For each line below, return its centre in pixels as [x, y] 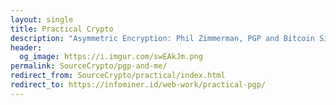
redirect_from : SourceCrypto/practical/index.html [118, 76]
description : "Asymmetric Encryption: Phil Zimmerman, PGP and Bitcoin [162, 38]
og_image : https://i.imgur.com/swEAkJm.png [111, 57]
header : [26, 47]
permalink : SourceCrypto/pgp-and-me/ [89, 66]
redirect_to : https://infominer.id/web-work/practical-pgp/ [138, 85]
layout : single [42, 19]
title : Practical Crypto [62, 29]
